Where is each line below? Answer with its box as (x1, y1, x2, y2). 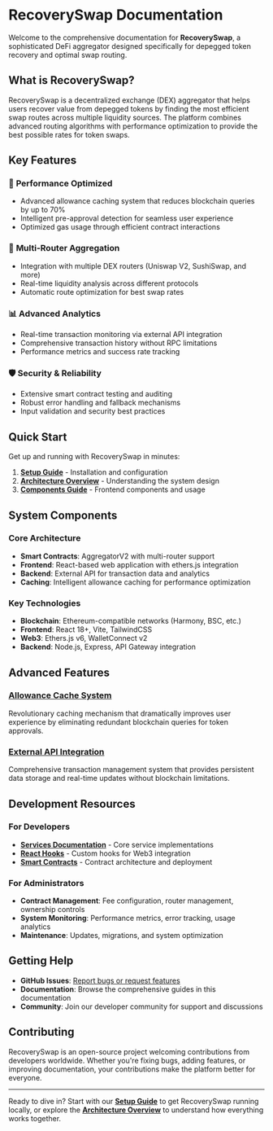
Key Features (8, 153, 77, 168)
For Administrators (8, 877, 84, 888)
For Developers (8, 821, 71, 832)
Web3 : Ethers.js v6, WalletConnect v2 (19, 633, 148, 643)
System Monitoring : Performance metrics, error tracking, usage (19, 914, 236, 923)
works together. (8, 1113, 62, 1123)
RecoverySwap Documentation (8, 6, 223, 24)
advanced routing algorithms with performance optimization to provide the (8, 121, 258, 131)
